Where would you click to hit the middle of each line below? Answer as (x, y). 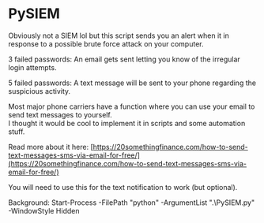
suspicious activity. (40, 91)
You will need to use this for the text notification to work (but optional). (123, 187)
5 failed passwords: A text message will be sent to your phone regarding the (132, 83)
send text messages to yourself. (60, 114)
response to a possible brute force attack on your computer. (106, 43)
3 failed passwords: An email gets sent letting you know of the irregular (124, 59)
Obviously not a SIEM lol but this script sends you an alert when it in (119, 35)
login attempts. (32, 67)
